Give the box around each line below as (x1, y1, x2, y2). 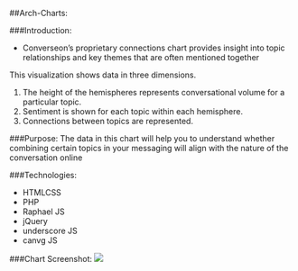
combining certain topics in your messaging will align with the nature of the (9, 143, 289, 153)
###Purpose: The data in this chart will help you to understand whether (9, 133, 275, 143)
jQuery (22, 216, 48, 226)
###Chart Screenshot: (9, 254, 93, 264)
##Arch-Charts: (9, 8, 68, 18)
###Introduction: (9, 25, 72, 35)
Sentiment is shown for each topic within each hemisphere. (22, 106, 244, 116)
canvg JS (22, 235, 58, 246)
